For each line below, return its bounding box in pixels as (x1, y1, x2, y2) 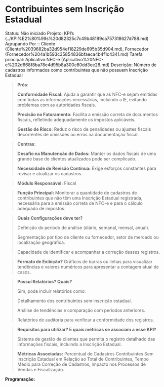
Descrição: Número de (110, 62, 157, 68)
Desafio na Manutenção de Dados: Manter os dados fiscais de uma (17, 151, 157, 156)
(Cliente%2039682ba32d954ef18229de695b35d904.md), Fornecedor (5, 46, 149, 52)
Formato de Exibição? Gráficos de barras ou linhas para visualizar (17, 258, 153, 265)
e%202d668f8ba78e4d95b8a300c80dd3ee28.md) (5, 62, 110, 68)
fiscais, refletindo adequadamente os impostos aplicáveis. (17, 116, 136, 122)
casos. (17, 269, 31, 275)
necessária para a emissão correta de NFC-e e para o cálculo (17, 200, 143, 206)
